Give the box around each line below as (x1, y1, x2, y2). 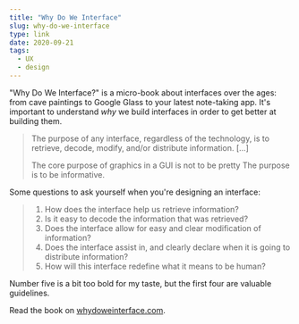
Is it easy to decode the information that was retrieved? (44, 213, 249, 224)
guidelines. (9, 287, 50, 298)
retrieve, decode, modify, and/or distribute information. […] (30, 142, 249, 153)
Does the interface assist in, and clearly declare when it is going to (44, 242, 291, 253)
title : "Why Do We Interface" (9, 12, 123, 22)
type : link (9, 29, 50, 38)
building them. (9, 115, 63, 126)
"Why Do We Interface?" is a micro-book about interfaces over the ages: (9, 87, 278, 98)
